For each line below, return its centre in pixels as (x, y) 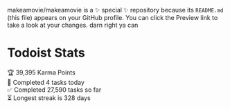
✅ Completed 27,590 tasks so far (54, 90)
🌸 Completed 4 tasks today (46, 82)
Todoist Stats (46, 53)
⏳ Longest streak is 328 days (49, 98)
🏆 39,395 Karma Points (42, 72)
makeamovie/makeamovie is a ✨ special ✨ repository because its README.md (115, 10)
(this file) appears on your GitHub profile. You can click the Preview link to (113, 18)
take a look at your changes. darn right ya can (73, 25)
